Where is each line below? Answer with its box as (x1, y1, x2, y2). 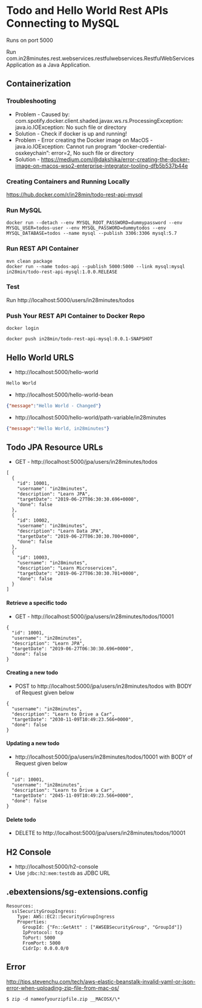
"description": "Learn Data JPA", (17, 528, 104, 535)
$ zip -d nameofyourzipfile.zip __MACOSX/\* (6, 996, 120, 1002)
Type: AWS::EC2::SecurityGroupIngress (17, 914, 115, 920)
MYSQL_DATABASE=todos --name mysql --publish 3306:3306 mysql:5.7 (6, 231, 177, 237)
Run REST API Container (6, 245, 79, 253)
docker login (6, 325, 39, 332)
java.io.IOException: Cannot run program (15, 143, 117, 150)
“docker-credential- (117, 143, 168, 150)
